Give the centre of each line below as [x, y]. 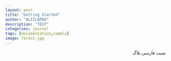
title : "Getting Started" [33, 15]
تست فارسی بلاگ [149, 53]
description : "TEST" [27, 24]
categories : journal [27, 29]
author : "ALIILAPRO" [27, 19]
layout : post [19, 10]
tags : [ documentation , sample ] [37, 34]
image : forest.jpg [25, 39]
